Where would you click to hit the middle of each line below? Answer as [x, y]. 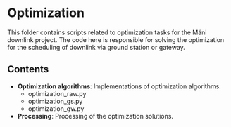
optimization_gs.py [55, 101]
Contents [28, 69]
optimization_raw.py [57, 93]
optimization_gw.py [56, 108]
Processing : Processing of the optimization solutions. [95, 116]
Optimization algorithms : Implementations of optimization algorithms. [119, 86]
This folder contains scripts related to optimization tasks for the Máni [107, 32]
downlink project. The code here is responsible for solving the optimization [116, 39]
